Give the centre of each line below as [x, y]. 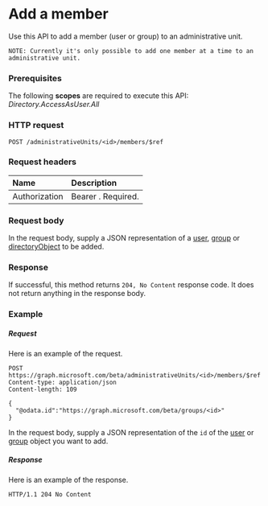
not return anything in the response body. [77, 294]
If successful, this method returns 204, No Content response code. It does [131, 285]
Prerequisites [35, 78]
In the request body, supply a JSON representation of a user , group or [124, 238]
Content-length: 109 [43, 390]
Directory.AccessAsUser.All [54, 105]
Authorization [38, 196]
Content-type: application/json [62, 383]
